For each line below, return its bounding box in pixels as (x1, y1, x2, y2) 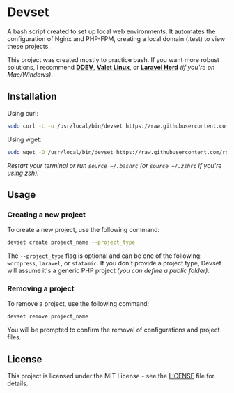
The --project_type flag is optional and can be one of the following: (7, 252, 202, 260)
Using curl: (7, 109, 39, 117)
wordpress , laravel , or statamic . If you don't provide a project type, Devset (7, 259, 221, 268)
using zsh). (7, 169, 40, 177)
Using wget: (7, 135, 42, 144)
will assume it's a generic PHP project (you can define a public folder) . (7, 266, 210, 275)
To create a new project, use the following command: (7, 226, 160, 234)
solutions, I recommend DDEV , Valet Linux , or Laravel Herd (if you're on (7, 63, 215, 71)
